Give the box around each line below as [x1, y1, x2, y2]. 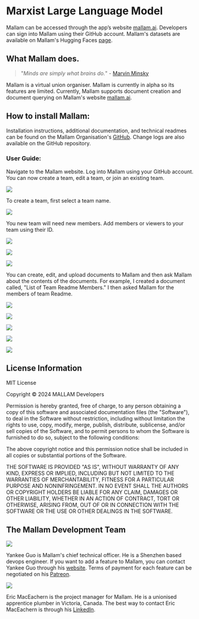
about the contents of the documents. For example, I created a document [6, 277, 185, 284]
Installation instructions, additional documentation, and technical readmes [6, 127, 187, 134]
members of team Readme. [6, 290, 73, 297]
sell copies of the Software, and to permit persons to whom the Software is [6, 427, 190, 434]
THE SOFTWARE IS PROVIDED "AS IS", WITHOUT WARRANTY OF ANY [6, 463, 179, 470]
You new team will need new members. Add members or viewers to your [6, 219, 184, 227]
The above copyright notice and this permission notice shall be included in [6, 445, 188, 452]
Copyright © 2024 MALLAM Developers [6, 390, 105, 397]
